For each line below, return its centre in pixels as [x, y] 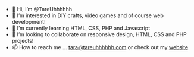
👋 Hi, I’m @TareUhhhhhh [42, 9]
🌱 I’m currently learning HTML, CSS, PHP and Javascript [81, 28]
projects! [23, 41]
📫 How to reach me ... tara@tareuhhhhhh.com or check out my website [100, 47]
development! [29, 22]
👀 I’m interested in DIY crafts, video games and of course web [87, 15]
